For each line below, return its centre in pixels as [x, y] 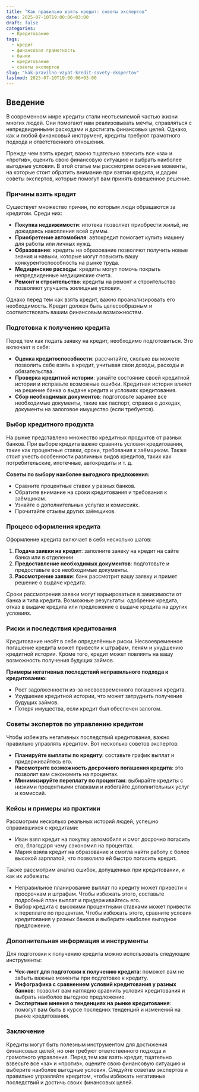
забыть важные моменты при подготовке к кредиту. [81, 978]
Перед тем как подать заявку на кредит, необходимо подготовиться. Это [99, 340]
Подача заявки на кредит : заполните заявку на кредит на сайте [97, 551]
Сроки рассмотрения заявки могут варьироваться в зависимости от [94, 594]
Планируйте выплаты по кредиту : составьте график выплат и [94, 755]
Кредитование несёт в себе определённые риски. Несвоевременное [94, 642]
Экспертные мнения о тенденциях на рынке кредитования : [93, 1003]
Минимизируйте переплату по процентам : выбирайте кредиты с [99, 780]
